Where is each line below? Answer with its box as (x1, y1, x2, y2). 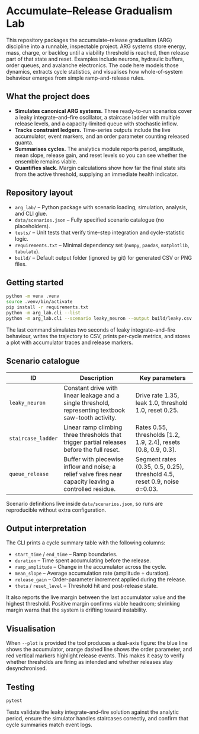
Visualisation (6, 623, 56, 634)
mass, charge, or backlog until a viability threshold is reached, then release (6, 49, 190, 56)
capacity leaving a (63, 477, 114, 486)
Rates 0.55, (135, 423, 168, 431)
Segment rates (135, 455, 176, 463)
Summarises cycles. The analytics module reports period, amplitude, (14, 145, 185, 152)
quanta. (14, 138, 34, 146)
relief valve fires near (63, 470, 123, 478)
